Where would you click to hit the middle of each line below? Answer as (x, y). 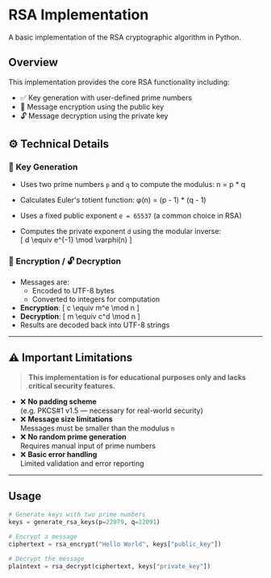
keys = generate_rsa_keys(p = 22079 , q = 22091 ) (84, 522)
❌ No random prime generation (73, 436)
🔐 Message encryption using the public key (92, 106)
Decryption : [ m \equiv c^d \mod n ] (80, 316)
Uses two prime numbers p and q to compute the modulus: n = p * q (133, 185)
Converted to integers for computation (96, 299)
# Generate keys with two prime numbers (77, 515)
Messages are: (45, 282)
